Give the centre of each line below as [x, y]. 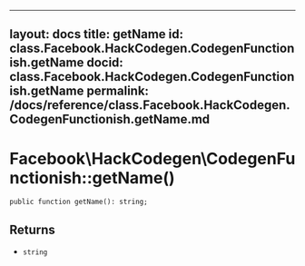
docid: [105, 63]
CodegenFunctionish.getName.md [110, 119]
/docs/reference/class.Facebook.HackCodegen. [150, 105]
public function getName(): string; [79, 202]
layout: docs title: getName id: [97, 34]
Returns [33, 229]
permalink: [118, 91]
